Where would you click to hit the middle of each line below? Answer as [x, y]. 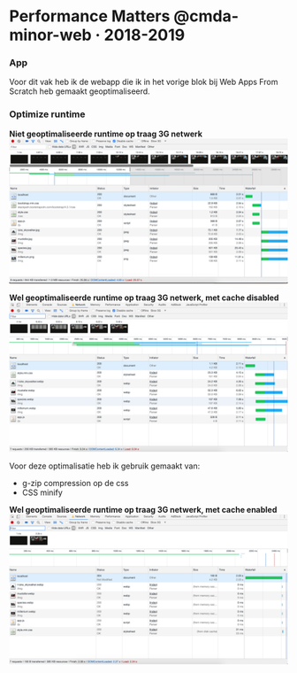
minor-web [50, 35]
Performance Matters [90, 16]
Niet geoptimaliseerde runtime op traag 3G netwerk [106, 134]
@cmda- [206, 16]
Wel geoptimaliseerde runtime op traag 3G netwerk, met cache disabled [144, 298]
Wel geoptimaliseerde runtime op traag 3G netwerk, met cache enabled [143, 510]
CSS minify [42, 492]
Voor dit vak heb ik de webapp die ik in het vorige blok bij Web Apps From [144, 82]
